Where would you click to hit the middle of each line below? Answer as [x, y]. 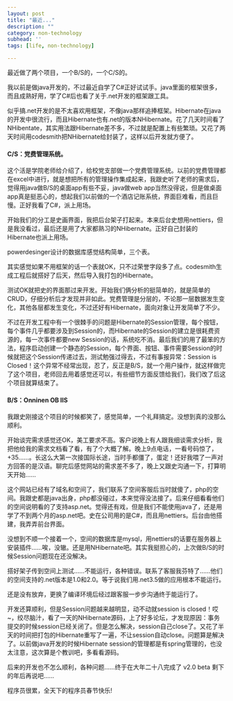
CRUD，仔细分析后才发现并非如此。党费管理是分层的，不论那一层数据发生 [113, 299]
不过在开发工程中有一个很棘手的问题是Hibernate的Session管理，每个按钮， [114, 322]
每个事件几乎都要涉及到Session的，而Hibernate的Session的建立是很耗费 [111, 331]
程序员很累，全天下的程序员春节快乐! [60, 691]
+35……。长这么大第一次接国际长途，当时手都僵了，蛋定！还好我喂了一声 [112, 458]
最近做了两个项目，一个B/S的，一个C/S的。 [69, 72]
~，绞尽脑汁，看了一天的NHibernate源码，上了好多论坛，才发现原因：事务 [114, 618]
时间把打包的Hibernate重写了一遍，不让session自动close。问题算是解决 [122, 635]
